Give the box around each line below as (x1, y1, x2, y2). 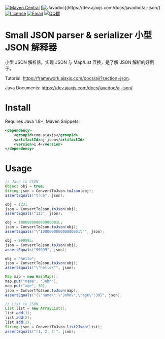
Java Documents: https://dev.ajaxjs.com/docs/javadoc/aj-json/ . (5, 84, 134, 91)
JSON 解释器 (5, 42, 58, 53)
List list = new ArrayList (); (5, 306, 67, 311)
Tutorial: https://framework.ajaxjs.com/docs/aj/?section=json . (5, 75, 131, 81)
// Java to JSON (5, 179, 38, 185)
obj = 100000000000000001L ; (5, 220, 63, 225)
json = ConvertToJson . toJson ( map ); (5, 288, 78, 293)
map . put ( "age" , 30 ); (5, 283, 48, 288)
